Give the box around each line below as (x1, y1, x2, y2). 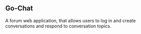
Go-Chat (5, 4, 33, 13)
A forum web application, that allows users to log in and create (5, 17, 136, 23)
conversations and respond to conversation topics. (5, 23, 112, 29)
